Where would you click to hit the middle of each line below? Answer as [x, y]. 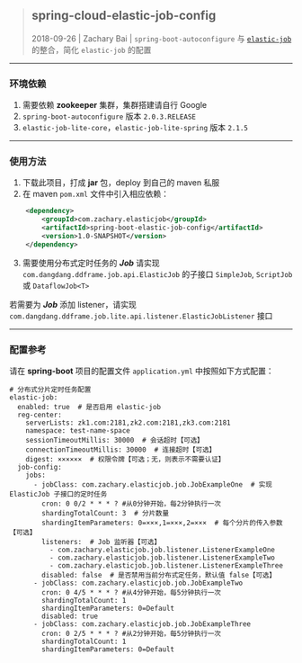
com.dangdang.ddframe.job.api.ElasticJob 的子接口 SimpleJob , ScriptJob [157, 273]
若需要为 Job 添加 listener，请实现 [73, 304]
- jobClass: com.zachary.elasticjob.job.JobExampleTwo [138, 583]
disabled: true [70, 616]
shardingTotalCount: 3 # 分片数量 [105, 514]
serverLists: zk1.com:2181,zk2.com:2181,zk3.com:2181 [128, 423]
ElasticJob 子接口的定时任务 [58, 495]
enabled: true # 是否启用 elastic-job [89, 408]
